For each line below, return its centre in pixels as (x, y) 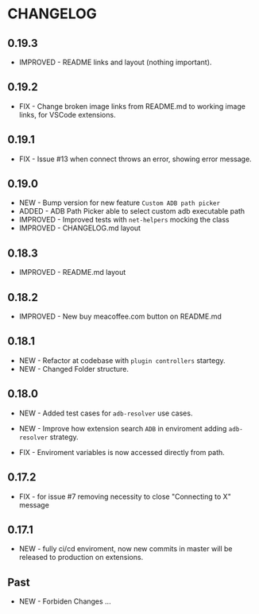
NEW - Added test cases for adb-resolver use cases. (106, 413)
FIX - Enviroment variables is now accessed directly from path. (122, 452)
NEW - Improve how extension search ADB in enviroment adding (123, 428)
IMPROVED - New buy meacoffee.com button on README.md (120, 317)
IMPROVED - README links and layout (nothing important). (115, 62)
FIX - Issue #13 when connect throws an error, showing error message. (135, 159)
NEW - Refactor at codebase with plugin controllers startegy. (122, 360)
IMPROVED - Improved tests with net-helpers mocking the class (124, 220)
